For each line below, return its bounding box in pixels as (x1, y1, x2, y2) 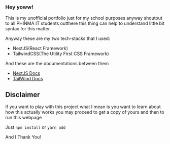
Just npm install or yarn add (5, 124, 66, 130)
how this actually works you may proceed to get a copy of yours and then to (5, 109, 164, 115)
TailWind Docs (12, 76, 43, 82)
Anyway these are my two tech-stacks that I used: (5, 35, 110, 41)
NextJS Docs (12, 70, 41, 76)
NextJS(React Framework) (12, 45, 69, 52)
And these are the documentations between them (5, 61, 109, 67)
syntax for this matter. (5, 26, 51, 32)
